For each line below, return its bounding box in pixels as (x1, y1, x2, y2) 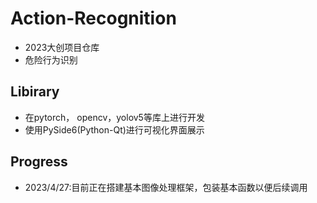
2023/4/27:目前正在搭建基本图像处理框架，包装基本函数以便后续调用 (24, 181, 308, 193)
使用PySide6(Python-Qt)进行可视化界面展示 (24, 123, 205, 136)
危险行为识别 (24, 53, 78, 66)
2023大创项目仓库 (24, 41, 100, 53)
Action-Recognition (10, 7, 177, 30)
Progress (10, 153, 68, 171)
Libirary (10, 83, 60, 101)
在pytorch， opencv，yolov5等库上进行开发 (24, 111, 205, 123)
